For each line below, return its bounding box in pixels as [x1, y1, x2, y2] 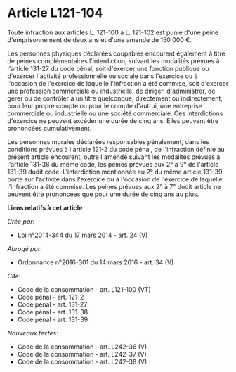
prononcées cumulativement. [7, 124, 92, 132]
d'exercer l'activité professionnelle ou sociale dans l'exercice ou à [7, 72, 198, 80]
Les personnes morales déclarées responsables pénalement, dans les [7, 137, 209, 146]
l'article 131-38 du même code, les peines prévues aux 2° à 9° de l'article [7, 160, 219, 168]
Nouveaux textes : [7, 328, 58, 337]
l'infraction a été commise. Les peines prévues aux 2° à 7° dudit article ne [7, 182, 221, 191]
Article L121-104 [7, 5, 103, 21]
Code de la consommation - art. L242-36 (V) [17, 342, 147, 351]
